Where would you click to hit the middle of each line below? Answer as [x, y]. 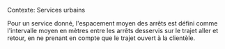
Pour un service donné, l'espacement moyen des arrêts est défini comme [113, 23]
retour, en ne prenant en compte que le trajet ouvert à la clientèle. [101, 38]
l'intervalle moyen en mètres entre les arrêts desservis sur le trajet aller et [113, 31]
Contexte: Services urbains [46, 10]
